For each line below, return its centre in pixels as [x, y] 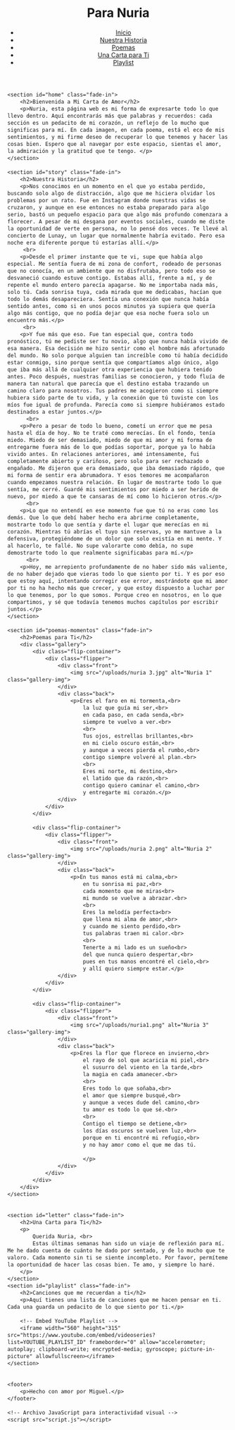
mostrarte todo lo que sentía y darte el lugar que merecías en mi [108, 524]
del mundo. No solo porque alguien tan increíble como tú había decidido [118, 355]
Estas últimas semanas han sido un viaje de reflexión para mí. [129, 1243]
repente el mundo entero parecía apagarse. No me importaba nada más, [113, 285]
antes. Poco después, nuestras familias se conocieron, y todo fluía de [116, 376]
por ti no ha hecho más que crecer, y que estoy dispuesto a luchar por [116, 588]
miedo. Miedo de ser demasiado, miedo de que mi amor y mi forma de [110, 440]
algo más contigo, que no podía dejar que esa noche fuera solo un [108, 313]
